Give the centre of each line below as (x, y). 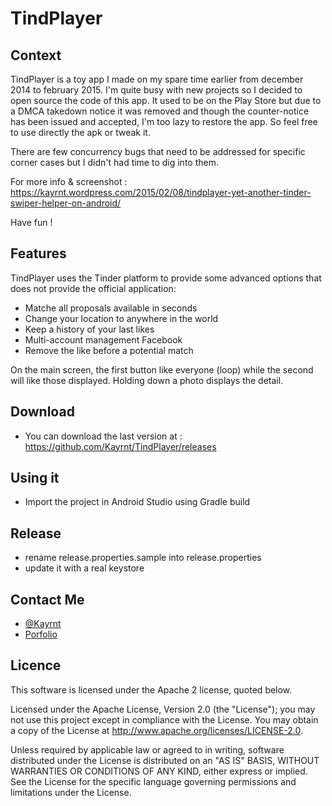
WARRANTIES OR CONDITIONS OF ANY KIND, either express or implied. (159, 771)
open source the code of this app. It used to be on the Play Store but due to (166, 100)
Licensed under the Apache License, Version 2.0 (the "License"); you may (163, 709)
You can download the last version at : (103, 436)
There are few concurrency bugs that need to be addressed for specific (158, 151)
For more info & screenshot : (69, 181)
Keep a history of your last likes (89, 329)
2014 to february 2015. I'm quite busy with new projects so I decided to (156, 90)
